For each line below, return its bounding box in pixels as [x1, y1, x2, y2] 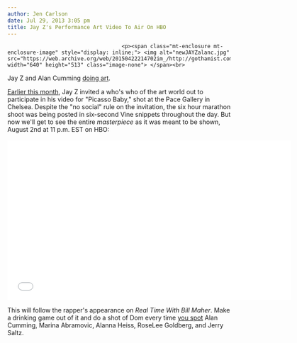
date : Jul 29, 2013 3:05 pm [7, 17, 91, 24]
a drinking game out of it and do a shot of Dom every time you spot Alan [7, 313, 218, 322]
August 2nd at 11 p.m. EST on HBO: [7, 125, 110, 134]
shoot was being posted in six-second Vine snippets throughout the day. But [7, 111, 231, 119]
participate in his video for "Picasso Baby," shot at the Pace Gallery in [7, 95, 211, 103]
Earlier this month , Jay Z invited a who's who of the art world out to [7, 88, 203, 96]
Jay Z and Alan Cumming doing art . [7, 74, 111, 82]
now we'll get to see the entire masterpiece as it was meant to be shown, [7, 118, 221, 126]
